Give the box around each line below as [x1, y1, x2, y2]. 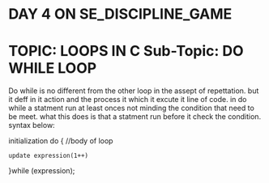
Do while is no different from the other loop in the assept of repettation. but [8, 86, 259, 96]
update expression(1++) [8, 151, 89, 160]
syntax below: [8, 121, 55, 130]
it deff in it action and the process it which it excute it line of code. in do [8, 95, 247, 104]
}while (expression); [8, 166, 75, 176]
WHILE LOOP [8, 59, 97, 78]
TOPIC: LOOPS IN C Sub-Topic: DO [8, 42, 245, 61]
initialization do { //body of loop [8, 136, 113, 146]
